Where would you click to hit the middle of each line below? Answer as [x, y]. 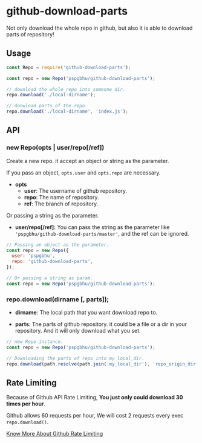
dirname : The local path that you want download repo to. [86, 313]
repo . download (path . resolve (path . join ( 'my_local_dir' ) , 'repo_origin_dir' [103, 364]
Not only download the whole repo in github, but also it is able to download [99, 28]
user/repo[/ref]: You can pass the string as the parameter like [92, 227]
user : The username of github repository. [76, 191]
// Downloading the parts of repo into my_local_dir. [76, 358]
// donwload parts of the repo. [47, 106]
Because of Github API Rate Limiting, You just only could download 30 [95, 398]
